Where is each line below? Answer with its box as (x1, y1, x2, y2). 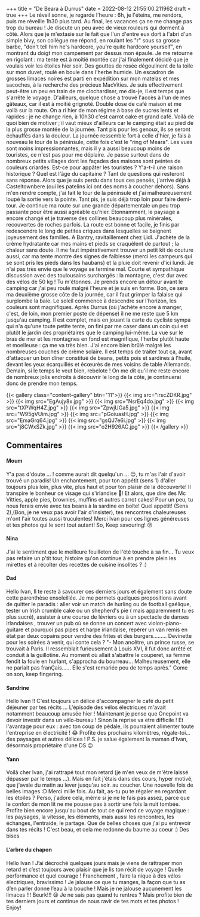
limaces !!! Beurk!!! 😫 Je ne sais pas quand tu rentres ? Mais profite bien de (6, 891, 192, 898)
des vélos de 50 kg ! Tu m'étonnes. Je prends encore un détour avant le (6, 278, 183, 285)
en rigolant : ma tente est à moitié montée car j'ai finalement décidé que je (6, 56, 189, 63)
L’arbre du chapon (6, 846, 53, 853)
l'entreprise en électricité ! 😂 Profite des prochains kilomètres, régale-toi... (6, 729, 191, 736)
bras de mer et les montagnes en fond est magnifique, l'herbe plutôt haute (6, 335, 189, 343)
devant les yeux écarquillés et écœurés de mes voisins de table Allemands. (6, 361, 192, 368)
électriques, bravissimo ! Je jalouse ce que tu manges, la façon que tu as (6, 878, 186, 885)
